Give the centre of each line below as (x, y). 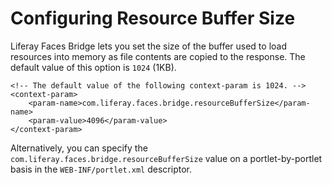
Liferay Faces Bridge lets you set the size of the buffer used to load (148, 46)
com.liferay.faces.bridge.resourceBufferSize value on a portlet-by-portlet (166, 158)
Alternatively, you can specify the (79, 148)
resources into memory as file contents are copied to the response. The (158, 56)
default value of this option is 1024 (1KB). (93, 67)
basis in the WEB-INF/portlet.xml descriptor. (101, 169)
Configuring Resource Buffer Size (153, 18)
